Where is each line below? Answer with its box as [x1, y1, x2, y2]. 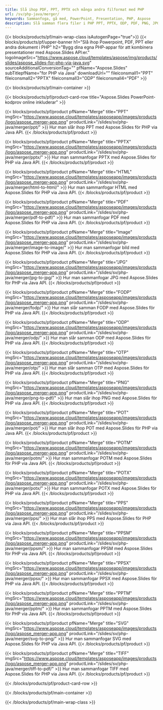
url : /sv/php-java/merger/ [5, 12, 60, 17]
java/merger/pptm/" [5, 606, 45, 612]
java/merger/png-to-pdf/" [5, 395, 57, 401]
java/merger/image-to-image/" [5, 245, 66, 250]
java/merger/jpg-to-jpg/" [5, 275, 55, 281]
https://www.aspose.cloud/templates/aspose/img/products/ [37, 54, 158, 61]
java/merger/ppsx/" [5, 576, 44, 582]
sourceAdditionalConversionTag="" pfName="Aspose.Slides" [5, 65, 128, 71]
